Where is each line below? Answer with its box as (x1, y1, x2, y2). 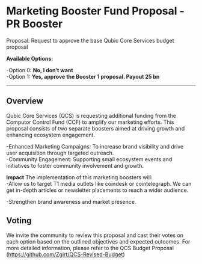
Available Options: (6, 55, 54, 62)
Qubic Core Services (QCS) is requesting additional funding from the (6, 112, 176, 119)
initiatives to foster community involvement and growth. (6, 162, 144, 169)
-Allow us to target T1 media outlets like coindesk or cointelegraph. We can (6, 180, 192, 187)
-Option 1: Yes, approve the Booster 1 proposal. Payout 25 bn (6, 73, 160, 80)
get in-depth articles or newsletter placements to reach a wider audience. (6, 186, 189, 194)
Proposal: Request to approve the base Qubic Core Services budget (6, 37, 174, 44)
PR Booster (6, 17, 63, 31)
